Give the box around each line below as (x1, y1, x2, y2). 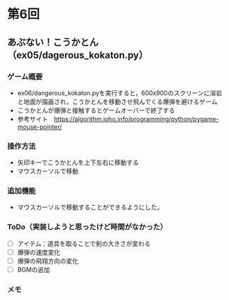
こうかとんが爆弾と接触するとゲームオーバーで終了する (17, 106, 176, 115)
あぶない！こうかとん (7, 36, 99, 48)
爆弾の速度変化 (17, 248, 60, 256)
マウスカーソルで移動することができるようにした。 (17, 203, 164, 212)
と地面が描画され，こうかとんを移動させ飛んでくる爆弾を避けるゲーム (17, 97, 218, 106)
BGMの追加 (17, 265, 51, 274)
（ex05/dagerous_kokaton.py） (7, 49, 149, 61)
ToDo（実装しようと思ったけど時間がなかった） (7, 222, 168, 232)
